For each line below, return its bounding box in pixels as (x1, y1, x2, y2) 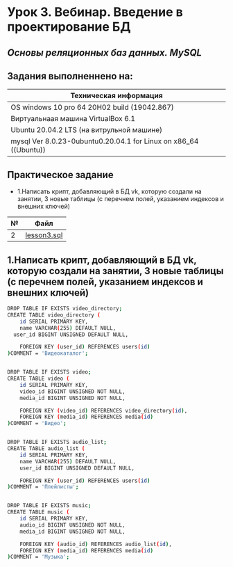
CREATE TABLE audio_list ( (7, 445, 85, 452)
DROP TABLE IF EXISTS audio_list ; (7, 439, 107, 446)
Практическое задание (7, 168, 114, 181)
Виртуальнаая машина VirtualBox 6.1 (10, 114, 136, 124)
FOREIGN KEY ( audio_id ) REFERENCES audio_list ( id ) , (19, 541, 172, 548)
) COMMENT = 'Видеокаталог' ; (7, 350, 89, 357)
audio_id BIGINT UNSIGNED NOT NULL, (19, 521, 126, 529)
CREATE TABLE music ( (7, 509, 70, 516)
